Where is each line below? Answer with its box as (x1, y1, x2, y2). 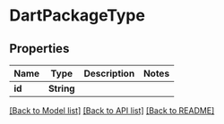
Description (83, 68, 135, 79)
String (47, 82, 75, 95)
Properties (9, 41, 70, 56)
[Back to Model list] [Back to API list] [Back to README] (9, 105, 215, 116)
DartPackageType (9, 5, 146, 26)
